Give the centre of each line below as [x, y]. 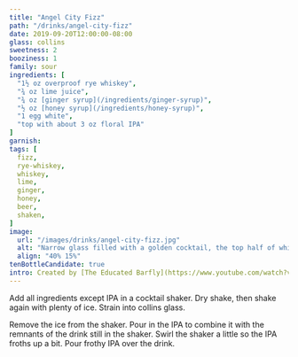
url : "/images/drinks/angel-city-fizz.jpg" [98, 240]
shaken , [31, 215]
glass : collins [37, 42]
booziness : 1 [33, 58]
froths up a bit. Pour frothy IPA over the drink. [92, 343]
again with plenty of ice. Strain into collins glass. [98, 307]
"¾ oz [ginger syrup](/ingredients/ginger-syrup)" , [115, 100]
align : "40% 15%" [49, 256]
